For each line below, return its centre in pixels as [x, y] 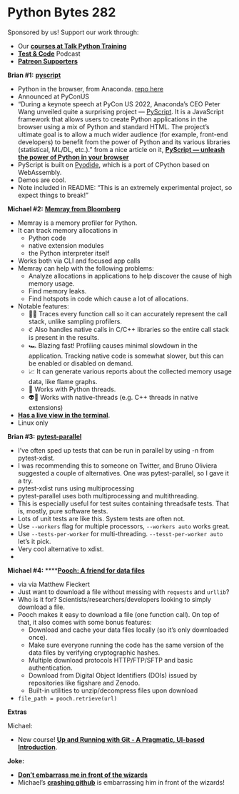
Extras [17, 712]
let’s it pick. [34, 541]
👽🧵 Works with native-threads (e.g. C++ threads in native [113, 397]
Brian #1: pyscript [34, 75]
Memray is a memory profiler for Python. [77, 223]
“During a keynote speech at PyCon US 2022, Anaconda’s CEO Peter [119, 104]
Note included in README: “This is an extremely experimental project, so [125, 187]
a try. [25, 481]
